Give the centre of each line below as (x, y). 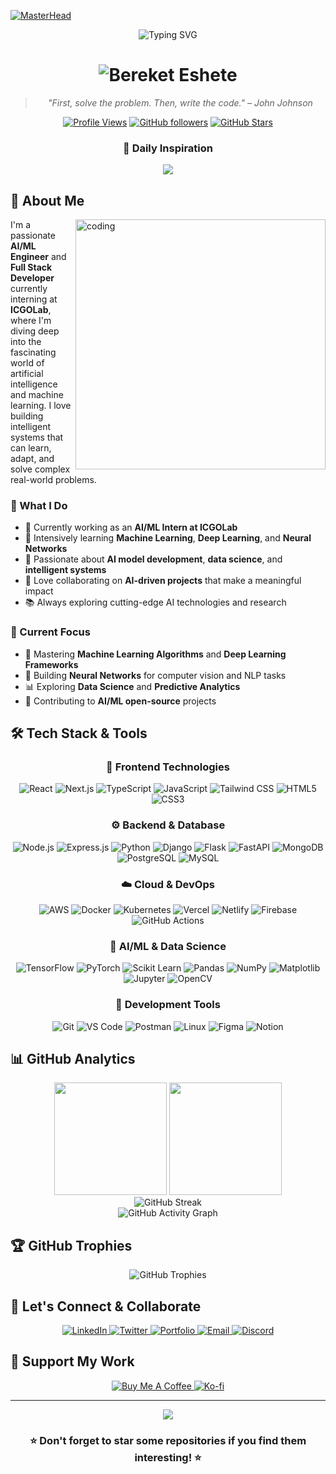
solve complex (40, 469)
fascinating (33, 352)
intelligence (34, 384)
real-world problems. (53, 480)
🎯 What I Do (39, 505)
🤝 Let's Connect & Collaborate (106, 1306)
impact (39, 591)
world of (27, 363)
